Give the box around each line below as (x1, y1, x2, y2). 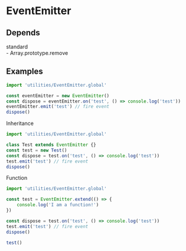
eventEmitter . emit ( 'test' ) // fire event (6, 104, 110, 110)
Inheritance (6, 120, 34, 127)
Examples (6, 67, 43, 77)
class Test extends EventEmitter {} (6, 142, 96, 148)
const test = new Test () (6, 147, 67, 153)
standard (6, 43, 28, 50)
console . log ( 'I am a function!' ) (17, 202, 99, 208)
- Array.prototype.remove (6, 49, 68, 57)
